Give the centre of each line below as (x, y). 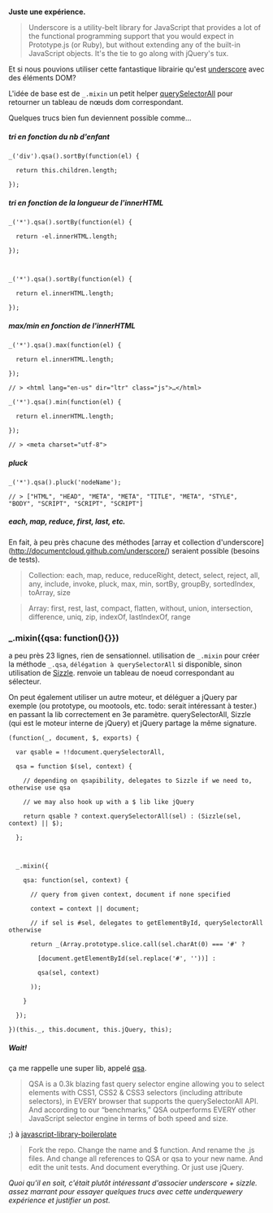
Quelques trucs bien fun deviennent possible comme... (100, 118)
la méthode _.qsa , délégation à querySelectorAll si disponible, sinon (125, 664)
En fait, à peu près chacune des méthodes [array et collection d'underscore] (136, 542)
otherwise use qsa (39, 788)
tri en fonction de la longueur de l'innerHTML (86, 202)
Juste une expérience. (47, 12)
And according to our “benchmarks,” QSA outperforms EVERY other (142, 1110)
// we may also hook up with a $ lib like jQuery (109, 802)
